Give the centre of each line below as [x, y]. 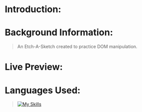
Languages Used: [43, 90]
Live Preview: [34, 67]
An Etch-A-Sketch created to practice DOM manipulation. [77, 47]
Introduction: [33, 9]
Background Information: [59, 33]
